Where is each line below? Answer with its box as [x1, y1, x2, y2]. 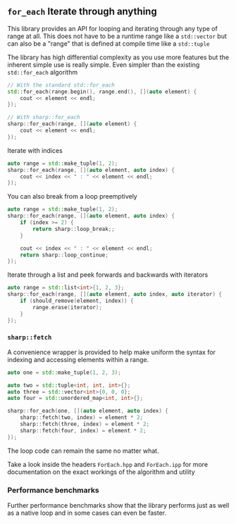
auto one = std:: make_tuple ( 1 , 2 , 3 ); [7, 369, 121, 376]
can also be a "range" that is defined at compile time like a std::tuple [7, 39, 210, 48]
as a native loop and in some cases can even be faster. [7, 509, 167, 517]
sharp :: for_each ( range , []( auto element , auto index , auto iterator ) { [7, 291, 222, 298]
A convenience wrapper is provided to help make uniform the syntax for [7, 348, 216, 356]
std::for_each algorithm [7, 68, 78, 76]
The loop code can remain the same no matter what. [7, 447, 160, 455]
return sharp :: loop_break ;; [32, 225, 115, 232]
